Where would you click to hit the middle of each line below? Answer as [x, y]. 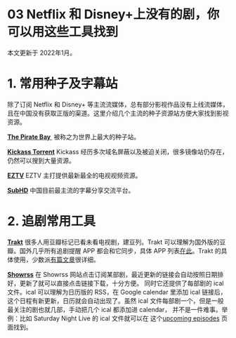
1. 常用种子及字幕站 [63, 84]
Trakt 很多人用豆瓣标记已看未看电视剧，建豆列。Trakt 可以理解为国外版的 [113, 242]
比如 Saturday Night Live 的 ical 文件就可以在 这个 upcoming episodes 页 [124, 318]
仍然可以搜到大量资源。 [41, 160]
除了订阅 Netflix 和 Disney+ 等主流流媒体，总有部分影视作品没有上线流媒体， [118, 104]
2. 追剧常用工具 [52, 221]
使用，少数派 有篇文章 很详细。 [56, 259]
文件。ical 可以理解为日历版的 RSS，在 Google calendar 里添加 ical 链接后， [117, 292]
